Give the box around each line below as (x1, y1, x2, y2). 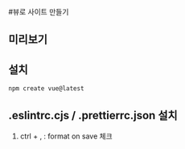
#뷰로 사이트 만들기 (8, 7, 69, 16)
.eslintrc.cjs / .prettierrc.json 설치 (8, 108, 179, 122)
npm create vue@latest (8, 85, 84, 93)
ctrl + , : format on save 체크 (19, 131, 113, 141)
